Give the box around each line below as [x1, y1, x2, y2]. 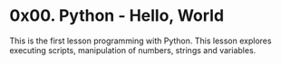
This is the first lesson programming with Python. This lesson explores [9, 35, 272, 46]
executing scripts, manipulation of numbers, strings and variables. [9, 44, 257, 55]
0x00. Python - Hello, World [9, 5, 225, 26]
